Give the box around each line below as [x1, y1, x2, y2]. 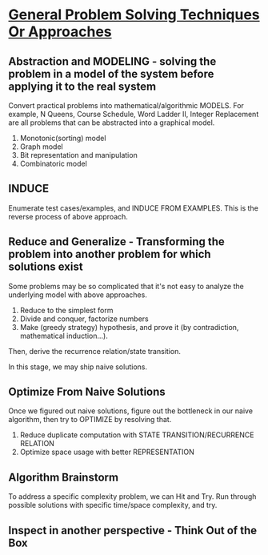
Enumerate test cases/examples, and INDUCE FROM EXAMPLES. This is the [8, 203, 258, 213]
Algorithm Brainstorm [8, 470, 118, 484]
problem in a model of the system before [8, 66, 214, 81]
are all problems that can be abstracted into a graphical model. [8, 118, 215, 127]
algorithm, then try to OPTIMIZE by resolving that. [8, 415, 172, 424]
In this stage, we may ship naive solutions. [8, 362, 148, 372]
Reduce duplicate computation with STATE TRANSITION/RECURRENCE [19, 430, 254, 440]
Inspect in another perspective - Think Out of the [8, 523, 258, 537]
